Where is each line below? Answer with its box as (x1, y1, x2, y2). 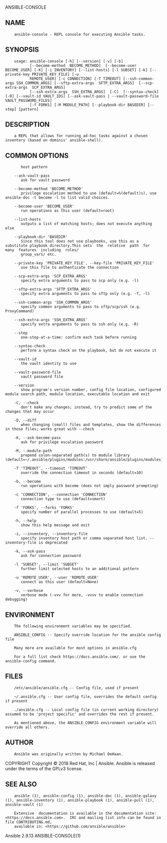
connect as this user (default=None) (20, 579, 99, 584)
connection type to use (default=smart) (20, 497, 106, 502)
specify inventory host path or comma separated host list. (20, 536, 148, 541)
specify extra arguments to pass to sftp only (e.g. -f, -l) (20, 291, 150, 296)
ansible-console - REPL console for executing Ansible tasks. (14, 32, 146, 37)
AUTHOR (5, 738, 34, 747)
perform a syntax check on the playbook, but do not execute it (20, 348, 157, 353)
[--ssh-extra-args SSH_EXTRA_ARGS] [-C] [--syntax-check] (29, 89, 159, 94)
